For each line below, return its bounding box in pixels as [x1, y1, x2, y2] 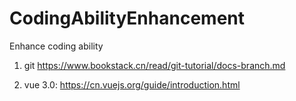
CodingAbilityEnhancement [9, 7, 245, 30]
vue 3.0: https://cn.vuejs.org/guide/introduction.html [23, 78, 241, 91]
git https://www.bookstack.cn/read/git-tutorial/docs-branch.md [23, 59, 286, 71]
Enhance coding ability [9, 40, 104, 52]
